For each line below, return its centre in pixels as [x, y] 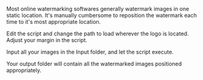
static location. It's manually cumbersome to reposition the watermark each [102, 15]
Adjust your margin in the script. [47, 40]
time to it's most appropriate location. [54, 22]
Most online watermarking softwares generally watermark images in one [98, 9]
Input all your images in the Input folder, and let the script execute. [90, 52]
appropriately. [24, 70]
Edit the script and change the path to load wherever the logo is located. [98, 34]
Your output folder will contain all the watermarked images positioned [94, 64]
